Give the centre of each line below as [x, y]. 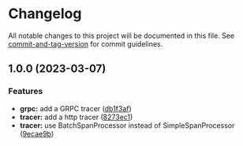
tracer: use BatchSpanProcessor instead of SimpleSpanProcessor [127, 125]
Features [26, 92]
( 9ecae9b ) [37, 133]
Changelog [45, 14]
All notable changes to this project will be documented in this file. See [121, 36]
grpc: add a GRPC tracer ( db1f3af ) [75, 108]
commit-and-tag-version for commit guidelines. [86, 43]
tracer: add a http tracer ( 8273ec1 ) [76, 117]
